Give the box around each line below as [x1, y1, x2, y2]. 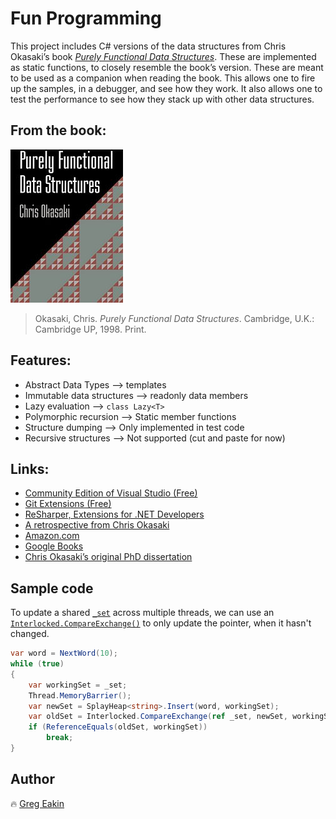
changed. [10, 628, 50, 640]
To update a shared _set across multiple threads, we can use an [10, 607, 275, 619]
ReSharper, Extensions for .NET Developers [24, 508, 205, 521]
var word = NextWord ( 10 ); [10, 648, 118, 659]
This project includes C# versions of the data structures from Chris [10, 40, 287, 52]
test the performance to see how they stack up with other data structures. [10, 93, 315, 105]
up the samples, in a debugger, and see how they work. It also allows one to [10, 82, 323, 94]
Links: [10, 460, 50, 477]
